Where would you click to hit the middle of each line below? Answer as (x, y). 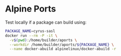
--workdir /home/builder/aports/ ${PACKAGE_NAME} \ (62, 44)
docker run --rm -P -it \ (31, 35)
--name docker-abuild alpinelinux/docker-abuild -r (63, 49)
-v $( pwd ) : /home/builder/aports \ (43, 40)
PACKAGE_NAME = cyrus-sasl (30, 31)
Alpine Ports (31, 9)
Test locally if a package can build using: (46, 22)
